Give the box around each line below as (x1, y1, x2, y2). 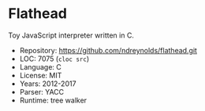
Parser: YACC (19, 87, 65, 96)
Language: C (19, 62, 61, 71)
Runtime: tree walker (19, 95, 88, 105)
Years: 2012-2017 (19, 79, 76, 88)
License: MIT (19, 70, 62, 80)
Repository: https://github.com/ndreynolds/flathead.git (19, 45, 197, 55)
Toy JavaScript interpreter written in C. (8, 30, 134, 40)
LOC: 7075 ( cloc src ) (19, 54, 90, 63)
